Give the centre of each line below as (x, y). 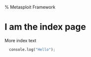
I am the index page (45, 27)
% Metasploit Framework (30, 7)
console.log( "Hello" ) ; (32, 49)
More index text (20, 40)
